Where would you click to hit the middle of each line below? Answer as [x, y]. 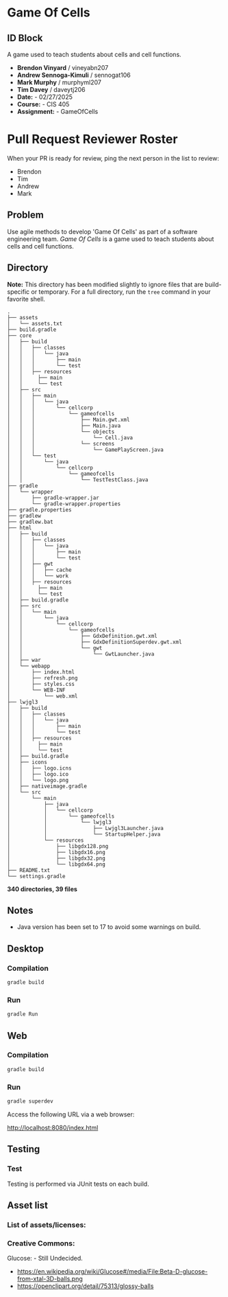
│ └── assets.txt [35, 323]
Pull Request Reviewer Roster [92, 139]
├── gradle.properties [39, 509]
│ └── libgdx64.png [56, 864]
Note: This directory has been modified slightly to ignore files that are [105, 284]
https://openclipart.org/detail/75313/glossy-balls [85, 1286]
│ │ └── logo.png [38, 780]
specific [18, 291]
